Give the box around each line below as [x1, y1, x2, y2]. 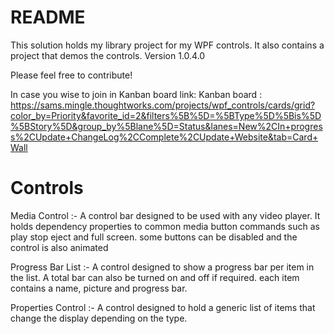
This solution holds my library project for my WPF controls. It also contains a [10, 39, 325, 51]
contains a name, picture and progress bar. [10, 282, 188, 294]
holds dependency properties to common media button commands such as [10, 220, 320, 232]
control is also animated [10, 241, 109, 253]
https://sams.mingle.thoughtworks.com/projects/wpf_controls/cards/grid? [10, 99, 316, 111]
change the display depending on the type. [10, 312, 188, 324]
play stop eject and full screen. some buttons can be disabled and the [10, 231, 298, 243]
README [10, 6, 86, 29]
